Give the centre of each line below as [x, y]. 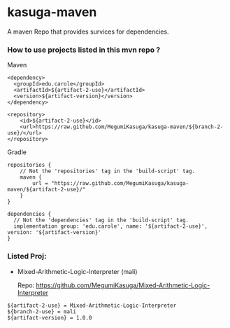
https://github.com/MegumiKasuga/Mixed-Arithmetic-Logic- [123, 285]
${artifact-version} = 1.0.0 [50, 317]
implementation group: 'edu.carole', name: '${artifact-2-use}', [111, 226]
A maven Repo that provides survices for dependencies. [88, 32]
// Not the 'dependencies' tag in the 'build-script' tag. [101, 220]
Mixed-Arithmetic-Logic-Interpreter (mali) [77, 271]
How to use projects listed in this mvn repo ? [84, 50]
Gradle [17, 152]
